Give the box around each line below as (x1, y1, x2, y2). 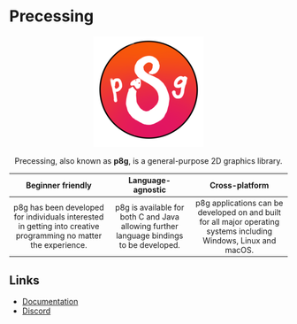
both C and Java (119, 212, 179, 222)
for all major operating (199, 216, 280, 227)
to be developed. (118, 240, 181, 251)
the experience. (30, 240, 88, 251)
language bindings (116, 230, 184, 241)
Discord (21, 305, 51, 316)
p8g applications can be (195, 197, 284, 208)
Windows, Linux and (202, 235, 277, 245)
